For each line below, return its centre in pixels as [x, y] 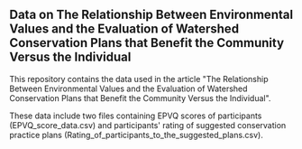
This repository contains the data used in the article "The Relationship [139, 79]
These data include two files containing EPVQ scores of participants [136, 116]
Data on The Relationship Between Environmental [151, 15]
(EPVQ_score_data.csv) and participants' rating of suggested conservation [148, 125]
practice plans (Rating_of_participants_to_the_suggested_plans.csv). [136, 135]
